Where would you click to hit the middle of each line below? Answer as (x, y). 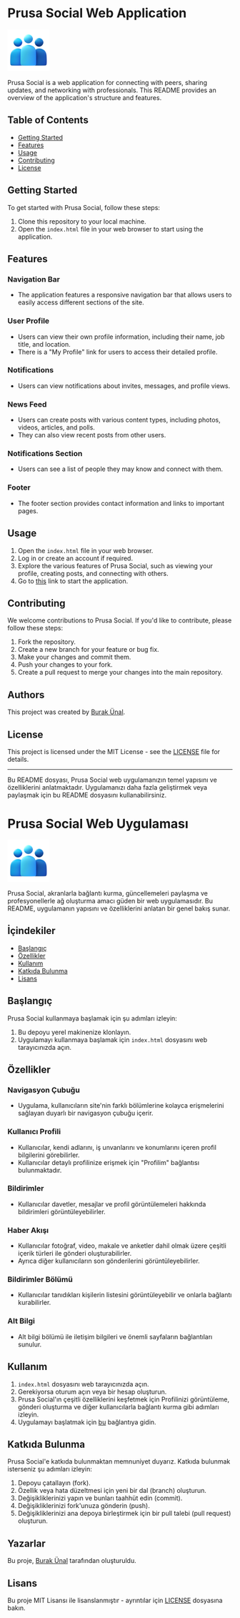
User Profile (29, 321)
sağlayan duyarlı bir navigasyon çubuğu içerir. (85, 1113)
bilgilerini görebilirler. (49, 1155)
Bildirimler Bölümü (40, 1279)
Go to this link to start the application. (73, 581)
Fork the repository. (47, 642)
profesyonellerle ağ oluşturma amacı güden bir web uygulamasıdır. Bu (110, 900)
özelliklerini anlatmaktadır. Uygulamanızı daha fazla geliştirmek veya (107, 787)
